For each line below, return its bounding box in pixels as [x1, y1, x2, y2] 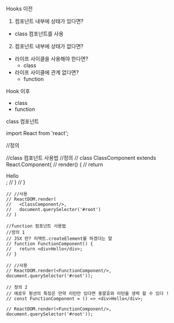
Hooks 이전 [6, 5, 33, 12]
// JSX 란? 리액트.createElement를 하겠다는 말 [6, 236, 113, 242]
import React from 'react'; [6, 130, 69, 137]
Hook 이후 [6, 88, 31, 94]
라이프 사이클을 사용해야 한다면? [14, 55, 89, 62]
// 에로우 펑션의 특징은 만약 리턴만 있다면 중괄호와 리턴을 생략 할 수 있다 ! [6, 291, 169, 296]
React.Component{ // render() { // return [6, 161, 103, 168]
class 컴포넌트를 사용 [14, 30, 63, 37]
